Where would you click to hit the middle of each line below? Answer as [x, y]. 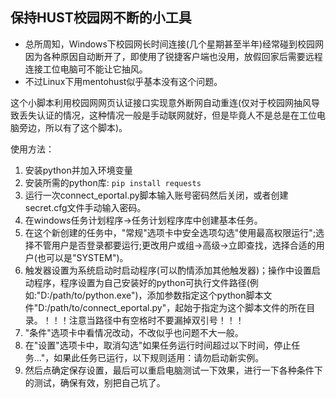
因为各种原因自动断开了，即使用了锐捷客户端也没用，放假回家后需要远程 [173, 56]
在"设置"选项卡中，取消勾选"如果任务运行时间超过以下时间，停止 [158, 345]
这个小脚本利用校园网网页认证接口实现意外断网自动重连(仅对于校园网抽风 [161, 102]
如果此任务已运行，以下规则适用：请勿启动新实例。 [159, 357]
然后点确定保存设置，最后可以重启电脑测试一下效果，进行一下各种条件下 [173, 370]
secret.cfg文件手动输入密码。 [85, 207]
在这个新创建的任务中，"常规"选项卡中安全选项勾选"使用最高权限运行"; [170, 232]
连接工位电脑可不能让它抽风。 [86, 69]
